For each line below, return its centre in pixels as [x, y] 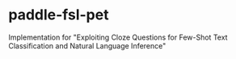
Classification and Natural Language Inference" [87, 45]
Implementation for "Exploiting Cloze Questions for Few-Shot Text [118, 37]
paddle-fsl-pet [59, 15]
